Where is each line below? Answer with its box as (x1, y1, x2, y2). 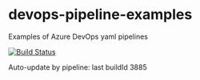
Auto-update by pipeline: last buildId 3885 (8, 62, 147, 72)
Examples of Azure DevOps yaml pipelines (8, 32, 148, 41)
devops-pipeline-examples (8, 6, 193, 24)
